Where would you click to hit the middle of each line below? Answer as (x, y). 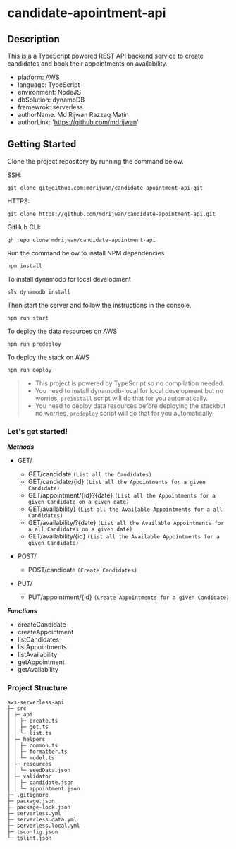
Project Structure (37, 688)
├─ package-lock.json (39, 807)
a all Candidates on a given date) (80, 530)
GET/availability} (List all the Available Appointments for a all (125, 509)
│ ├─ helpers (26, 740)
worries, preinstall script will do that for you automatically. (122, 398)
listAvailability (37, 655)
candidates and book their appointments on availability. (87, 64)
